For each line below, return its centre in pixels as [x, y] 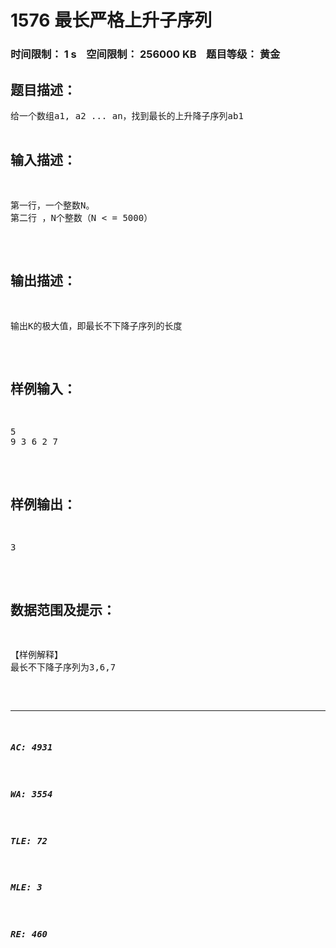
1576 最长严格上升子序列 [111, 20]
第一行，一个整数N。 [52, 205]
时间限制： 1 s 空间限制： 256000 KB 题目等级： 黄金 [145, 54]
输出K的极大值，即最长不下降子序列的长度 [96, 325]
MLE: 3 [26, 887]
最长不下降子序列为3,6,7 [63, 667]
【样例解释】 [36, 654]
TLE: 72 [29, 840]
